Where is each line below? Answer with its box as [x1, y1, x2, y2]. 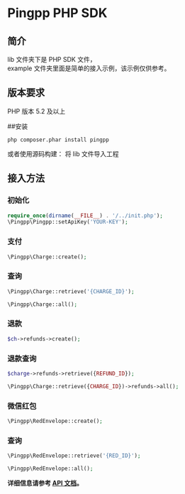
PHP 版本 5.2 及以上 [7, 106, 66, 115]
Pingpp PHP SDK [7, 5, 108, 21]
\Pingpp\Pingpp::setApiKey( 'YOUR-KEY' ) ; [7, 219, 129, 226]
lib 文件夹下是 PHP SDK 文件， [7, 55, 96, 63]
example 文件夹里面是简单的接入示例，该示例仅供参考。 [7, 64, 171, 72]
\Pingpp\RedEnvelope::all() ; [7, 465, 94, 473]
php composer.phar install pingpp [7, 136, 110, 143]
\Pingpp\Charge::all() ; [7, 300, 78, 308]
